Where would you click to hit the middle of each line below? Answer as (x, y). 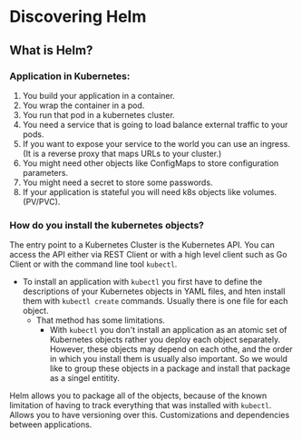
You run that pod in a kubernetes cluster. (98, 114)
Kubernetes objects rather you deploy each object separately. (165, 340)
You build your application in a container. (98, 95)
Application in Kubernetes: (70, 76)
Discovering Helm (78, 17)
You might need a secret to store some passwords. (117, 182)
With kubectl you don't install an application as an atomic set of (168, 330)
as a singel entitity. (85, 378)
